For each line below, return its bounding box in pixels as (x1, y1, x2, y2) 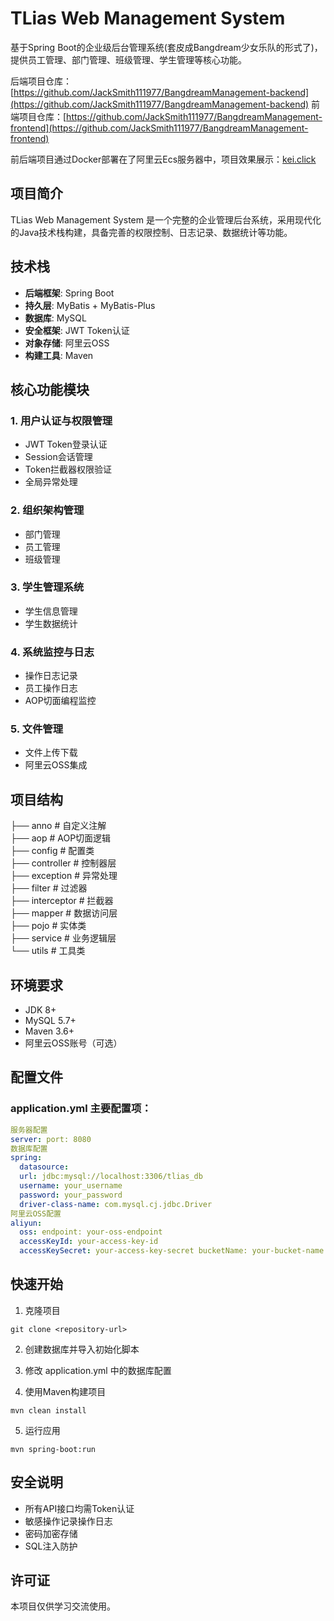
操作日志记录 (24, 670, 78, 682)
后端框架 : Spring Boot (24, 287, 115, 299)
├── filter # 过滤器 (10, 882, 88, 894)
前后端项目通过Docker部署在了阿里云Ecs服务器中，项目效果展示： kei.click (10, 153, 317, 165)
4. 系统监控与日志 (10, 645, 95, 659)
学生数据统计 (24, 617, 78, 629)
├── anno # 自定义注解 (10, 820, 107, 832)
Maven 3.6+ (24, 1025, 75, 1037)
